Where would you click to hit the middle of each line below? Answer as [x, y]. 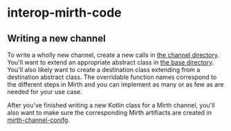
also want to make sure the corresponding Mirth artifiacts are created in [110, 113]
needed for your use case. [45, 92]
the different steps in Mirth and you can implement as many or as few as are [115, 84]
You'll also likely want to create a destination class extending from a [104, 70]
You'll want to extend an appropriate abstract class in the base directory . [111, 62]
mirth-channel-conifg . [39, 120]
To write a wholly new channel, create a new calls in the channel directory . [113, 55]
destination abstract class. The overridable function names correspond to [112, 77]
